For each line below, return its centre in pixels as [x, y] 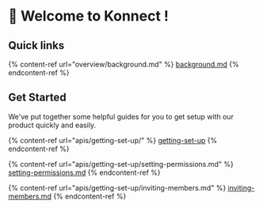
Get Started [37, 98]
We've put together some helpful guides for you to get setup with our [121, 116]
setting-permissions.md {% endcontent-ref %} [84, 172]
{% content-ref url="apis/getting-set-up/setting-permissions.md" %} [121, 164]
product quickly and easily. [52, 125]
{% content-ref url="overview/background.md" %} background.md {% [124, 64]
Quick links [36, 45]
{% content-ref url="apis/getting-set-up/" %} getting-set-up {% [113, 140]
